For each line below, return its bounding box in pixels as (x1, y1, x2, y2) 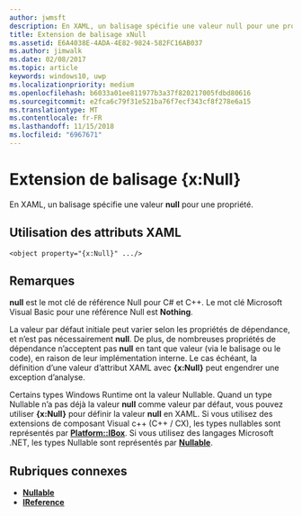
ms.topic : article (9, 64, 78, 73)
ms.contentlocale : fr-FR (9, 113, 102, 122)
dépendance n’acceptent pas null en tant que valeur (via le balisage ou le (9, 343, 281, 354)
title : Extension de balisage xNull (9, 30, 147, 39)
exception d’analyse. (9, 372, 85, 383)
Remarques (9, 274, 75, 289)
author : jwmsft (9, 13, 67, 23)
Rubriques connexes (9, 463, 128, 478)
